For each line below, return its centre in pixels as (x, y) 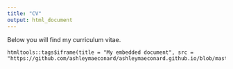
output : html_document (40, 20)
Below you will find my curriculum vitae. (64, 39)
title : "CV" (24, 13)
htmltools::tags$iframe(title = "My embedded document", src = (101, 52)
